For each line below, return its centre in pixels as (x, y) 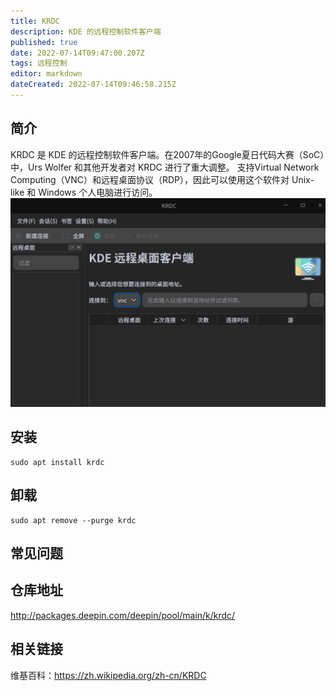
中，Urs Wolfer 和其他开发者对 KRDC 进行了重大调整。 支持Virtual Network (165, 167)
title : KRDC (35, 21)
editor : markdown (46, 74)
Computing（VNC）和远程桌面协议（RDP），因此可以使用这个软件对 (150, 179)
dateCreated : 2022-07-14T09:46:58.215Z (93, 85)
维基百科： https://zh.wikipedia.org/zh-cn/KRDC (108, 675)
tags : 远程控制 (39, 63)
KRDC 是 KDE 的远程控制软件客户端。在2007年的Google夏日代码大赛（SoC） (167, 154)
